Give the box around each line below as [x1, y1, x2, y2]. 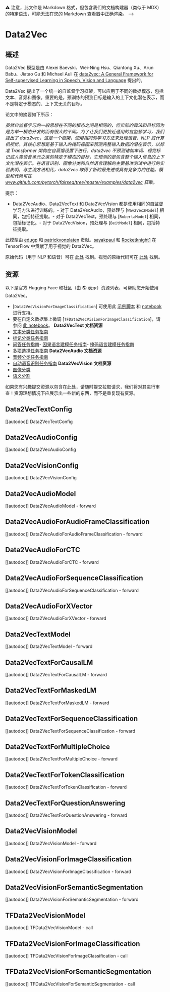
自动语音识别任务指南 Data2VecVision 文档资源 [12, 360, 111, 366]
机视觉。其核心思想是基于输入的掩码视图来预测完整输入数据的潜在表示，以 [5, 141, 160, 147]
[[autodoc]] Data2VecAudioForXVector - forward [5, 615, 107, 622]
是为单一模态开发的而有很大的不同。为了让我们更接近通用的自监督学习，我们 [5, 129, 164, 134]
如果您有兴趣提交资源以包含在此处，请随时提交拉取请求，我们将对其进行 [5, 384, 155, 390]
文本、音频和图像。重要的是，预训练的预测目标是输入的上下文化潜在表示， [5, 94, 160, 100]
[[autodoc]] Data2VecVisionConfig [5, 475, 77, 481]
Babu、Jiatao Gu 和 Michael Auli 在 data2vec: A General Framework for [5, 71, 154, 77]
